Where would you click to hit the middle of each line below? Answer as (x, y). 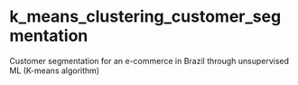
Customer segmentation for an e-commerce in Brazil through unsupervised (149, 61)
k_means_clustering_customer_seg (145, 17)
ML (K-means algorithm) (55, 71)
